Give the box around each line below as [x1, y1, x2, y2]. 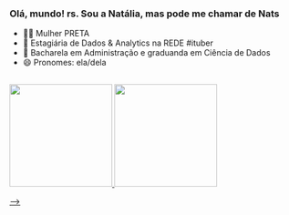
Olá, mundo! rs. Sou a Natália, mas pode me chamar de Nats [9, 7, 280, 20]
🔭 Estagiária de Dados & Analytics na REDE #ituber [22, 37, 214, 48]
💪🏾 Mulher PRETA [22, 28, 89, 39]
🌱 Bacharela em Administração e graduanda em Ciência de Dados [22, 47, 271, 58]
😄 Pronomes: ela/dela [22, 57, 107, 68]
